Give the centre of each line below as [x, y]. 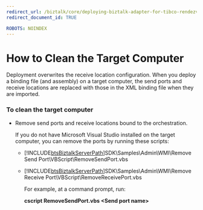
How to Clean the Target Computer [95, 58]
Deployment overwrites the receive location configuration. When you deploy [101, 75]
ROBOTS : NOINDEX [27, 28]
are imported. [23, 94]
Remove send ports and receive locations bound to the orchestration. [101, 123]
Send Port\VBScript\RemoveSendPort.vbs [76, 159]
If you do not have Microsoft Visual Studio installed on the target [95, 135]
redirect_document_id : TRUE [42, 17]
